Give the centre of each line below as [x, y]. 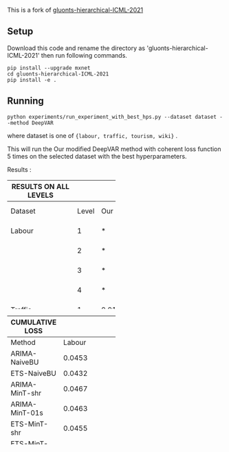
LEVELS [40, 195]
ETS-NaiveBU [33, 373]
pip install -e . [32, 80]
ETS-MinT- [29, 424]
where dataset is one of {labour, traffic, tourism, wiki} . [92, 135]
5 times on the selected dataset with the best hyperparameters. [97, 156]
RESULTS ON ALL [41, 186]
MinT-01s [27, 413]
